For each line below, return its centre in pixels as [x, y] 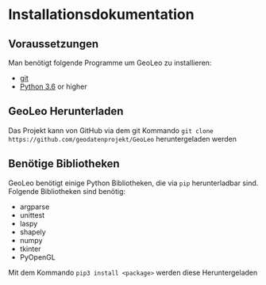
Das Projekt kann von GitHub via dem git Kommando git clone [111, 130]
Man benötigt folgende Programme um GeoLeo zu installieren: [110, 63]
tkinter [30, 249]
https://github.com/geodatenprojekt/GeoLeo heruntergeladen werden [122, 139]
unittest [32, 215]
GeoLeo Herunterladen [66, 111]
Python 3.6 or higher [53, 86]
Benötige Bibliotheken [64, 164]
